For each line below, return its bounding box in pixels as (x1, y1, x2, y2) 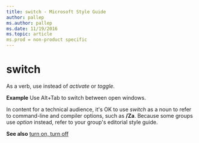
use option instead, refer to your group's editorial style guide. (6, 118, 158, 126)
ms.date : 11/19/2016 (6, 25, 58, 32)
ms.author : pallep (6, 20, 52, 26)
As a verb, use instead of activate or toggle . (6, 82, 115, 90)
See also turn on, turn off (6, 130, 69, 137)
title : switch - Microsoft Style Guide (6, 8, 106, 15)
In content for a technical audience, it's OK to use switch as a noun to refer (6, 106, 192, 113)
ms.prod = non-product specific (6, 37, 87, 43)
